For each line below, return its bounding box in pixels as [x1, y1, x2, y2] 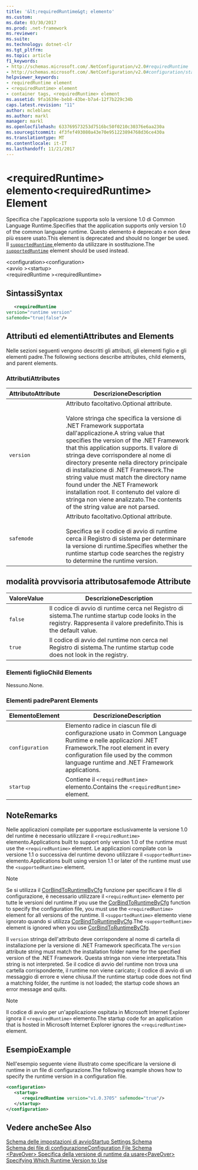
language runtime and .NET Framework [65, 759, 174, 767]
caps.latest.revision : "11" [6, 102, 75, 108]
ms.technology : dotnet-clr [6, 42, 72, 48]
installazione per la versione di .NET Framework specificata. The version [6, 942, 181, 949]
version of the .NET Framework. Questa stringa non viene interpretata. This [6, 955, 187, 962]
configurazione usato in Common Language [65, 729, 187, 737]
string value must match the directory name [65, 473, 187, 481]
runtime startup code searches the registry [65, 549, 184, 557]
